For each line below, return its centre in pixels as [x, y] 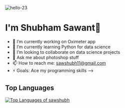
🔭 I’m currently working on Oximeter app [54, 41]
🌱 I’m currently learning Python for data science [61, 47]
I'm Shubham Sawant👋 [53, 28]
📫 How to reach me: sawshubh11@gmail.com [59, 63]
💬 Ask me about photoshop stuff [46, 57]
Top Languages [30, 88]
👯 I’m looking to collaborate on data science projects [66, 52]
